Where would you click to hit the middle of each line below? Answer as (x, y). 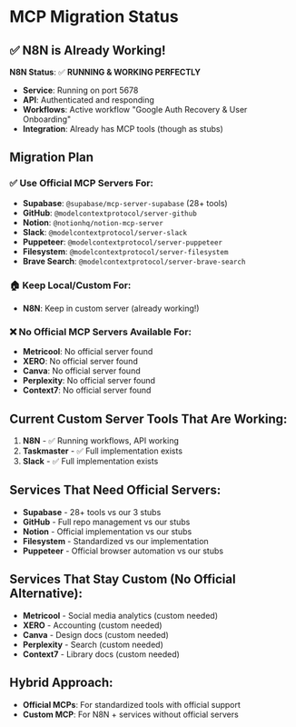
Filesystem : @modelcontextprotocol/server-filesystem (125, 251)
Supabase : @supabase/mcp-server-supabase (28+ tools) (125, 203)
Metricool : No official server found (88, 352)
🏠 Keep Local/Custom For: (70, 285)
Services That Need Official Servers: (115, 490)
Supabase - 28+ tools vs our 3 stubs (92, 512)
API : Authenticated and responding (88, 100)
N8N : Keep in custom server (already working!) (111, 308)
